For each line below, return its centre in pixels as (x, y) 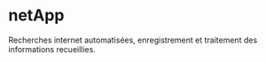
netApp (36, 15)
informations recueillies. (52, 49)
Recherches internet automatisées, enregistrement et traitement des (133, 40)
